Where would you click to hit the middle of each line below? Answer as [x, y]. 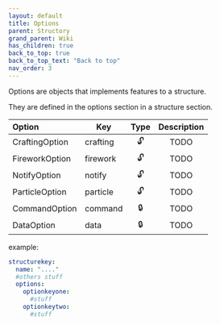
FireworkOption [42, 159]
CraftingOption [40, 142]
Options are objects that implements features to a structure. [108, 91]
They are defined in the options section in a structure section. [111, 106]
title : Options [34, 23]
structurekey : [32, 262]
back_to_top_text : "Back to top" [64, 61]
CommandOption [45, 209]
